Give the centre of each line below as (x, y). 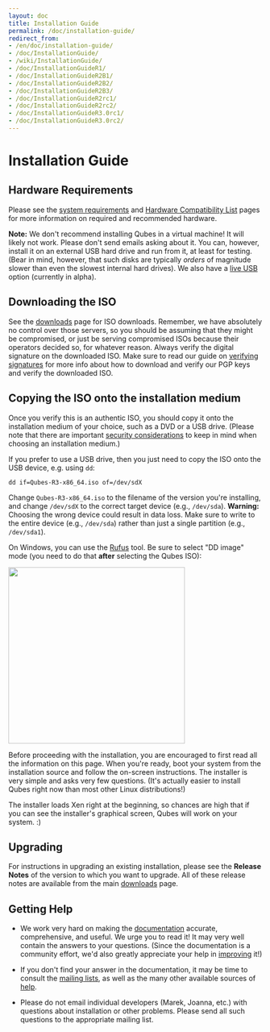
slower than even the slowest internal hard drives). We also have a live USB (133, 268)
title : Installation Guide (54, 23)
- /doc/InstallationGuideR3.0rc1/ (66, 114)
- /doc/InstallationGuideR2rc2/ (62, 106)
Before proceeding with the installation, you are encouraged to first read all (133, 755)
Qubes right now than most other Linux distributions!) (97, 789)
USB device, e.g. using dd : (52, 468)
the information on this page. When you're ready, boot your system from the (135, 764)
